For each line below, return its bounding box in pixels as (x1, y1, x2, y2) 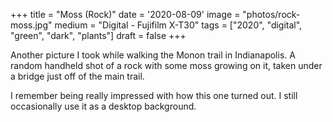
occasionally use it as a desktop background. (10, 100, 197, 112)
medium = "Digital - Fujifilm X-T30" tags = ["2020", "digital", (54, 19, 303, 31)
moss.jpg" (10, 19, 53, 31)
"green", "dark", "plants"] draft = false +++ (10, 30, 187, 41)
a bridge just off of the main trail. (10, 70, 145, 82)
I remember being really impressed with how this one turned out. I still (10, 90, 298, 101)
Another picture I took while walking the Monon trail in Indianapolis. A (10, 49, 296, 61)
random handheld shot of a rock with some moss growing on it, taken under (10, 60, 323, 71)
